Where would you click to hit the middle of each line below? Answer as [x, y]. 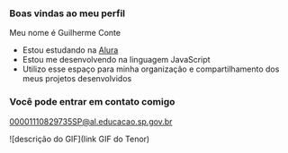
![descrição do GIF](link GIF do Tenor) [80, 139]
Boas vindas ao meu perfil [67, 13]
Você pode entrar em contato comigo [92, 102]
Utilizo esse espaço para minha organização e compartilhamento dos [151, 69]
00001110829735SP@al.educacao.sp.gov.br [91, 121]
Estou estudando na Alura [70, 50]
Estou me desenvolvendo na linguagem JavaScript [116, 60]
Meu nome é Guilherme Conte [65, 33]
